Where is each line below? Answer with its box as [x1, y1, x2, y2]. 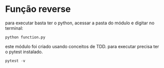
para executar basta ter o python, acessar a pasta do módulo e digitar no [5, 20, 155, 26]
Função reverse [5, 3, 71, 15]
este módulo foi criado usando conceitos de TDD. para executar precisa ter [5, 43, 159, 49]
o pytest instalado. [5, 49, 43, 55]
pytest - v [5, 58, 26, 63]
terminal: [5, 25, 23, 31]
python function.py [5, 35, 46, 40]
